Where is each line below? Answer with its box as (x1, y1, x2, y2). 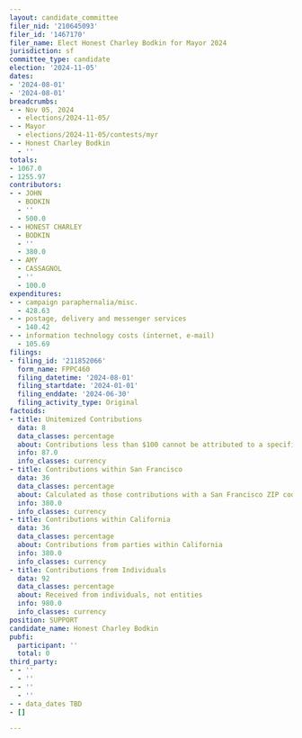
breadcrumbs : (9, 96, 58, 106)
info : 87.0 (17, 448, 58, 457)
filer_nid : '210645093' (9, 22, 99, 31)
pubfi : (9, 632, 34, 642)
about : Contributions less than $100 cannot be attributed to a (17, 440, 263, 449)
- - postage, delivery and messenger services (9, 314, 187, 324)
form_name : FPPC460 (17, 364, 91, 373)
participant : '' (17, 641, 78, 650)
